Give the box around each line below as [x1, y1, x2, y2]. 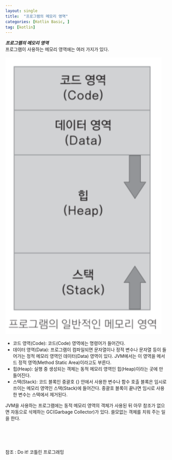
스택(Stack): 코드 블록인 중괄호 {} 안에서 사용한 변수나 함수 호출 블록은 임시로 [12, 379, 167, 385]
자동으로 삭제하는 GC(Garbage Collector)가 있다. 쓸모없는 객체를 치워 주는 [10, 409, 160, 415]
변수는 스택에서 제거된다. [18, 392, 68, 398]
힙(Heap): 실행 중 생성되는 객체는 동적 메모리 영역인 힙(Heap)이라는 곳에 [12, 366, 158, 372]
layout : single [5, 8, 38, 13]
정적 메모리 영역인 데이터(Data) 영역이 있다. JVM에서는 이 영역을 [26, 353, 156, 359]
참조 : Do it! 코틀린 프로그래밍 [5, 449, 64, 455]
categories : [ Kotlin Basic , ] [5, 19, 70, 24]
